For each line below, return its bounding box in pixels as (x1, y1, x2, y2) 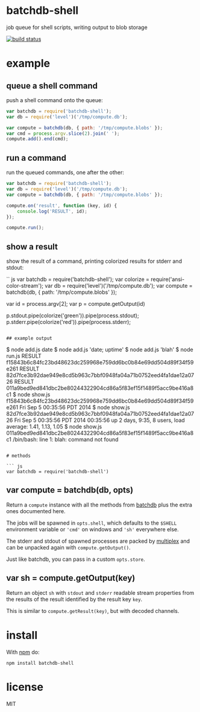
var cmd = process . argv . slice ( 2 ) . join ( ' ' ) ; (6, 131, 120, 137)
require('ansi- (150, 276, 185, 283)
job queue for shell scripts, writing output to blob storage (6, 24, 148, 31)
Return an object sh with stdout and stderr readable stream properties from (6, 589, 195, 596)
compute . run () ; (6, 225, 45, 231)
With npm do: (6, 648, 40, 656)
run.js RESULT (6, 352, 42, 360)
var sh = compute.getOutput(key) (6, 573, 136, 583)
